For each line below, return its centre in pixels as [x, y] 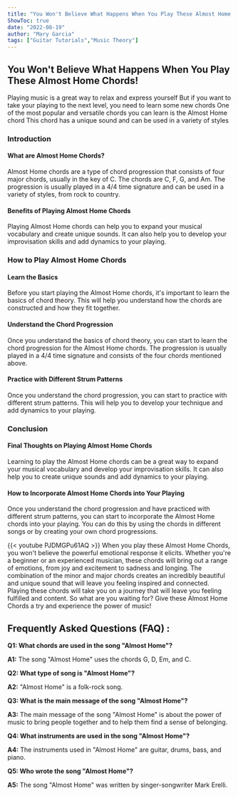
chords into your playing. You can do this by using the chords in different [114, 524]
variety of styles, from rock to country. [64, 195]
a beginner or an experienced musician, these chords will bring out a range [118, 561]
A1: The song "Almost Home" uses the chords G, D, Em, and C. [99, 659]
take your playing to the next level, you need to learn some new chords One [118, 105]
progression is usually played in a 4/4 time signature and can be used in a [116, 187]
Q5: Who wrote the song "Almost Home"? [70, 771]
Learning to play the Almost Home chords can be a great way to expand [113, 461]
